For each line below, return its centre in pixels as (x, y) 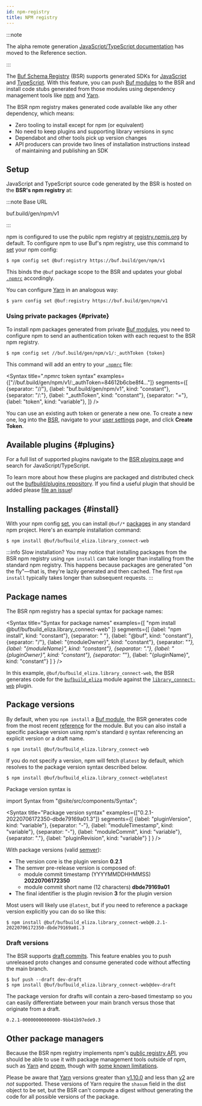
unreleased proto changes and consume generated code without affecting (98, 962)
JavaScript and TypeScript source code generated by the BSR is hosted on (99, 184)
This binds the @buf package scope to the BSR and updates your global (94, 272)
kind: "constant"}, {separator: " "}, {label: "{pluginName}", (118, 655)
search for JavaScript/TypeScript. (48, 466)
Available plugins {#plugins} (61, 445)
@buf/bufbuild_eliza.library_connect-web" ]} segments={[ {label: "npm (94, 629)
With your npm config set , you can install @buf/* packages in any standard (98, 524)
